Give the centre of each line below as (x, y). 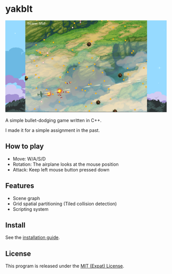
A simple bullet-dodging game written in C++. (53, 120)
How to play (25, 146)
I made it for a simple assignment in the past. (52, 130)
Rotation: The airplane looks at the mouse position (66, 164)
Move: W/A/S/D (29, 159)
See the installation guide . (33, 238)
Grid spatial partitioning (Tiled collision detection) (65, 204)
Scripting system (30, 209)
